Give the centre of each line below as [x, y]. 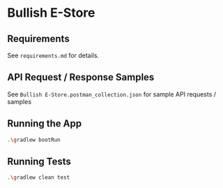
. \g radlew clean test [39, 178]
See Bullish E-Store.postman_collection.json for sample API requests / [112, 94]
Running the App [45, 124]
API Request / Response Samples [81, 77]
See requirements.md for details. [53, 55]
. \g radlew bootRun [34, 140]
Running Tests [39, 161]
